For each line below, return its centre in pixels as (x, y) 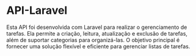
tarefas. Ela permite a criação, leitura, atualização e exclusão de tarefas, (97, 33)
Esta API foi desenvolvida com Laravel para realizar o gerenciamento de (97, 27)
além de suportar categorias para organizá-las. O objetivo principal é (93, 40)
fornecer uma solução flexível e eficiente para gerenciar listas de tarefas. (98, 46)
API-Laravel (37, 11)
